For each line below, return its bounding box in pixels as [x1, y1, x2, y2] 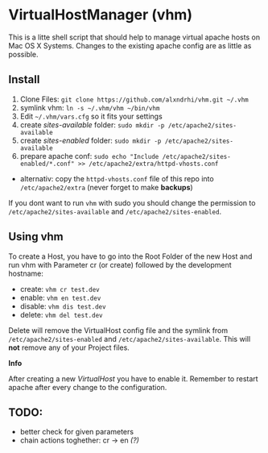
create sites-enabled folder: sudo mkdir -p [19, 135, 162, 145]
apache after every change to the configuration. [8, 382, 167, 392]
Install [8, 73, 40, 86]
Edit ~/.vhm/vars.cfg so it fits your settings [19, 111, 163, 121]
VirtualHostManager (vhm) [8, 6, 193, 24]
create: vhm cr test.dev [19, 284, 100, 293]
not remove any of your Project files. [8, 343, 130, 352]
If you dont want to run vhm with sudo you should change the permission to [8, 197, 256, 207]
